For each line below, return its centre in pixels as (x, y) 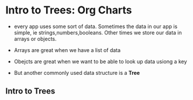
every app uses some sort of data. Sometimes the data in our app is (96, 26)
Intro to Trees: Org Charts (69, 10)
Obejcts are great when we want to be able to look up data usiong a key (101, 61)
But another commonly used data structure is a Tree (77, 73)
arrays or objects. (35, 39)
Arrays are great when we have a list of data (67, 50)
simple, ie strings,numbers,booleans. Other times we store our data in (98, 32)
